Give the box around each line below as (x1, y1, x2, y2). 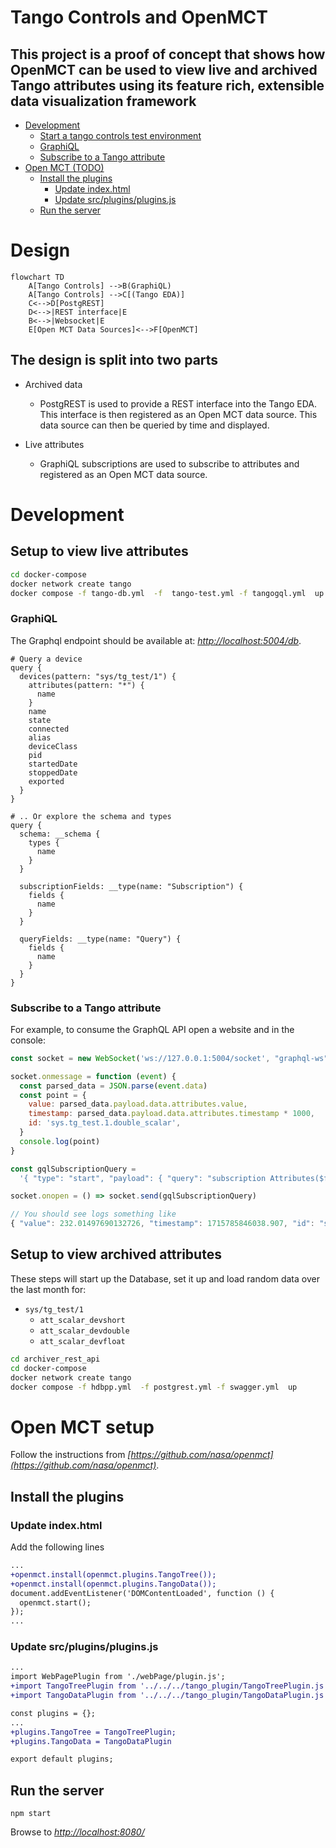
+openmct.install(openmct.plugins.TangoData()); (10, 1579, 217, 1589)
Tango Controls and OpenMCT (10, 6, 268, 29)
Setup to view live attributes (10, 543, 189, 560)
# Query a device (10, 654, 83, 664)
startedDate (28, 759, 78, 769)
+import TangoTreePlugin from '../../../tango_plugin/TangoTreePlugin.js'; (10, 1681, 333, 1691)
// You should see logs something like (10, 1209, 177, 1220)
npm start (10, 1809, 52, 1819)
